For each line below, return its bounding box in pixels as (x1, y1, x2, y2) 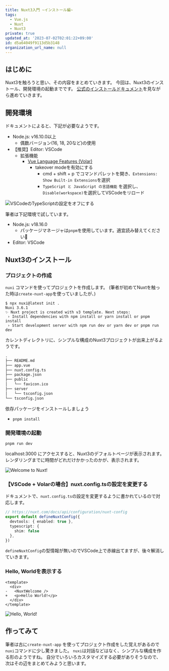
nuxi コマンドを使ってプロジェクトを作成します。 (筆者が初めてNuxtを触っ (5, 284, 160, 290)
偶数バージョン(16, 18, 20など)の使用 (20, 140, 96, 146)
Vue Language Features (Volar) (27, 158, 93, 165)
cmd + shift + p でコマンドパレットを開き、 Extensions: (42, 171, 158, 177)
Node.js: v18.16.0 (12, 221, 48, 228)
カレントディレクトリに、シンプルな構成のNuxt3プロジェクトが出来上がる (5, 337, 159, 343)
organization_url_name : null (5, 45, 67, 50)
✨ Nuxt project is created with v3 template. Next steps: (5, 310, 131, 315)
